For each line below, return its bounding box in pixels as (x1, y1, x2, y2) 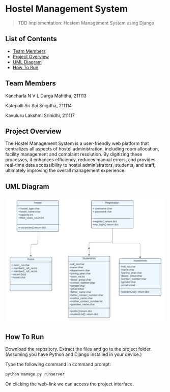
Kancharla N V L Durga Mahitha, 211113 (5, 93, 87, 99)
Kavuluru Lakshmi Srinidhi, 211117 (5, 112, 75, 118)
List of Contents (5, 35, 58, 43)
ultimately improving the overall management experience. (5, 167, 126, 173)
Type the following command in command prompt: (5, 361, 111, 368)
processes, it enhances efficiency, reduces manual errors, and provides (5, 157, 156, 163)
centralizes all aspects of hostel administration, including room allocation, (5, 146, 159, 152)
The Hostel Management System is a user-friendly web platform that (5, 140, 149, 146)
